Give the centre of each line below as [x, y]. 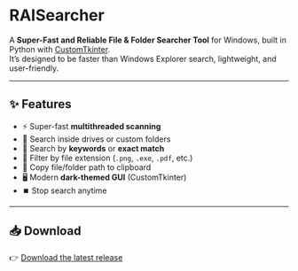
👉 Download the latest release [66, 257]
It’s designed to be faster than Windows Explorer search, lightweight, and [143, 58]
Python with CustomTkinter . [60, 49]
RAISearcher [57, 15]
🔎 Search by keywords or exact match [93, 148]
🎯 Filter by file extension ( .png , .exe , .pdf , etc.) [107, 158]
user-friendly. [34, 68]
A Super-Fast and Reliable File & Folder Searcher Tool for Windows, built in [148, 40]
